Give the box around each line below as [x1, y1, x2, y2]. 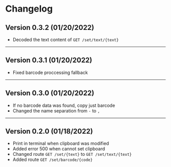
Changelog [5, 3, 53, 15]
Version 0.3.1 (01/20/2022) [5, 56, 93, 65]
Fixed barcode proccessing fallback [12, 69, 88, 75]
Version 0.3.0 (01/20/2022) [5, 89, 95, 98]
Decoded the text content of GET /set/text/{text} [12, 36, 119, 43]
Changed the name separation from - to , [12, 107, 100, 114]
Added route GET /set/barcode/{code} [12, 156, 93, 162]
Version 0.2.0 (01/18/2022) [5, 127, 93, 136]
